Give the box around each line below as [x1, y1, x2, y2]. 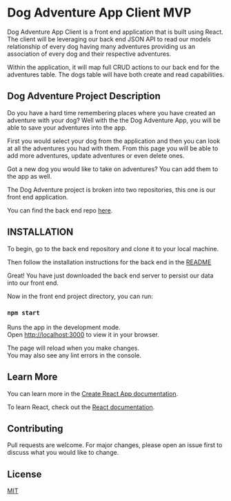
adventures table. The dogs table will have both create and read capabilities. [7, 70, 225, 79]
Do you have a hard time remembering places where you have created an [7, 108, 216, 117]
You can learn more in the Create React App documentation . [7, 389, 179, 397]
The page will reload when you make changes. [7, 344, 140, 352]
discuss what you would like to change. [7, 449, 119, 457]
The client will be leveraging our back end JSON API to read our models [7, 35, 212, 43]
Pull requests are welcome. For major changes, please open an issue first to [7, 441, 223, 449]
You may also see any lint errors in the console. [7, 351, 141, 360]
